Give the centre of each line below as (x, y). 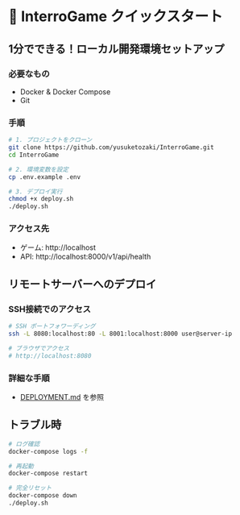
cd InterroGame (34, 155)
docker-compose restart (48, 473)
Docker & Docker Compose (65, 91)
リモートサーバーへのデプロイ (83, 284)
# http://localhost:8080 (50, 355)
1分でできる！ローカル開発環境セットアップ (116, 49)
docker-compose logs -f (48, 451)
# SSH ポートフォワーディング (52, 326)
